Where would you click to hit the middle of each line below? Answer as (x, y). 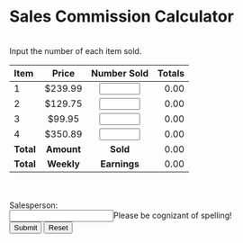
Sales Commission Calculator (121, 17)
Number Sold (120, 73)
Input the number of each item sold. (76, 50)
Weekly (63, 164)
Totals (171, 73)
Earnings (120, 164)
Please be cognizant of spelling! (173, 215)
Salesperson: (34, 205)
